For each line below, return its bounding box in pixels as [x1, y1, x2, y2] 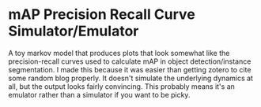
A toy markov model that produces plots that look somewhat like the [8, 48, 230, 57]
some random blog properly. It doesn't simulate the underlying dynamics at [8, 73, 253, 83]
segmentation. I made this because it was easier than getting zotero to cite [8, 65, 252, 74]
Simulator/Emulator [8, 22, 139, 40]
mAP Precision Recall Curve [8, 6, 195, 24]
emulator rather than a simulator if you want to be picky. [8, 90, 191, 99]
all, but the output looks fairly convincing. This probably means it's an [8, 81, 236, 91]
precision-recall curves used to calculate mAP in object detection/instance [8, 57, 252, 66]
